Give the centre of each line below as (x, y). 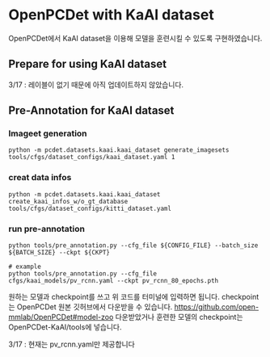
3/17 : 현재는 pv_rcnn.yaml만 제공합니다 (72, 344)
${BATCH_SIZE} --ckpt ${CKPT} (59, 253)
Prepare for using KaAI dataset (88, 64)
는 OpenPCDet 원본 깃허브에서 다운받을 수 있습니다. (91, 307)
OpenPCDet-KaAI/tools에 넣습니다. (65, 327)
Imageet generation (48, 133)
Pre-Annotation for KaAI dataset (91, 111)
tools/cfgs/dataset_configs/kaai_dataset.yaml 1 (92, 157)
